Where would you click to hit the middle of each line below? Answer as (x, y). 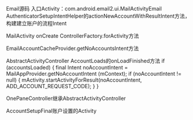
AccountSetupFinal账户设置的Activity (51, 111)
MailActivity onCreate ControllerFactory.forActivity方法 (73, 36)
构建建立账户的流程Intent (36, 23)
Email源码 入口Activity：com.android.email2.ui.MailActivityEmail (84, 9)
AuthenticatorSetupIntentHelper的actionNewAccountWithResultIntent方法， (98, 16)
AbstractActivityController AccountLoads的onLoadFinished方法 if (86, 61)
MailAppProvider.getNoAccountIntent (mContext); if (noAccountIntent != (94, 74)
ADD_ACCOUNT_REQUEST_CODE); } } (53, 86)
